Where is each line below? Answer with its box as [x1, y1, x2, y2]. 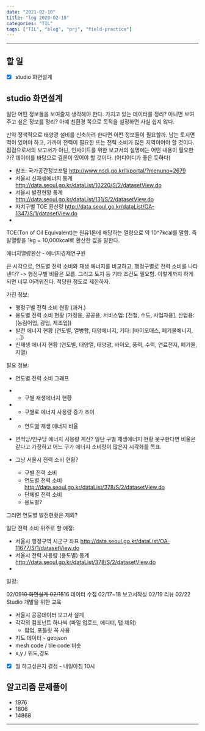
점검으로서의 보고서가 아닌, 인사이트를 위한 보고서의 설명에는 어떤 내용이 [6, 146, 178, 154]
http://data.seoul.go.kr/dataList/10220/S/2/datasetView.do [15, 181, 162, 188]
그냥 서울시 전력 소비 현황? [15, 456, 79, 463]
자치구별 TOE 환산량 [15, 202, 64, 210]
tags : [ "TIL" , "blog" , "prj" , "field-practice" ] [6, 26, 132, 32]
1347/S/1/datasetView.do [15, 209, 78, 217]
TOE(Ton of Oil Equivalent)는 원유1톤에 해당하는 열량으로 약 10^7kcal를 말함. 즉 [6, 229, 197, 236]
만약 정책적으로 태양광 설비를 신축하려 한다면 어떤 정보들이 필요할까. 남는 [6, 131, 179, 138]
